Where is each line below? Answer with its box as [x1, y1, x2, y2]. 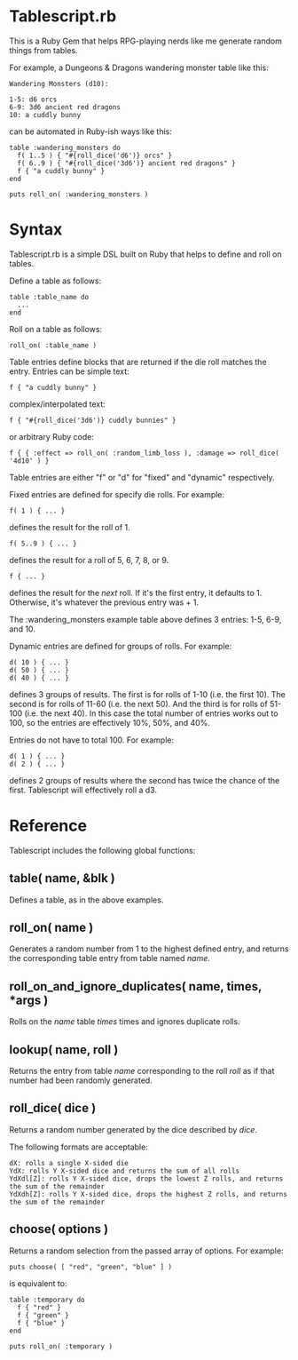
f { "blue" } [17, 1318, 66, 1327]
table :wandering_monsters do [9, 143, 122, 152]
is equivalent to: [9, 1277, 67, 1289]
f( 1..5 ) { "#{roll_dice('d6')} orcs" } [17, 151, 173, 160]
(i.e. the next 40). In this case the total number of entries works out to [24, 708, 278, 719]
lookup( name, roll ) [9, 1042, 119, 1057]
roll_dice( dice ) [9, 1101, 97, 1116]
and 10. [9, 624, 35, 634]
